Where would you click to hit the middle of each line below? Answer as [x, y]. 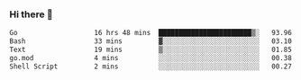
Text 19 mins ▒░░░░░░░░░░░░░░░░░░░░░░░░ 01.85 [151, 50]
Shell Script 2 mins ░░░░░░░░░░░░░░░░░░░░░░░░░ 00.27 [151, 67]
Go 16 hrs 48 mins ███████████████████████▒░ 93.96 [151, 33]
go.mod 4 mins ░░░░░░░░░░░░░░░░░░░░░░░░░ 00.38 [151, 58]
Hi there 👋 [32, 14]
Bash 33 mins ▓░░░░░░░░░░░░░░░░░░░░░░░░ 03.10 [151, 41]
